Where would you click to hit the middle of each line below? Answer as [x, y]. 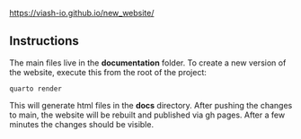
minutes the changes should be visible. [82, 124]
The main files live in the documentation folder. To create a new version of [148, 63]
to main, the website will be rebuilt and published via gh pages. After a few [147, 115]
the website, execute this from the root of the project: [108, 72]
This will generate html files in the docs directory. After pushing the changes [151, 105]
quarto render [36, 89]
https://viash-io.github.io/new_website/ [82, 13]
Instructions [44, 41]
